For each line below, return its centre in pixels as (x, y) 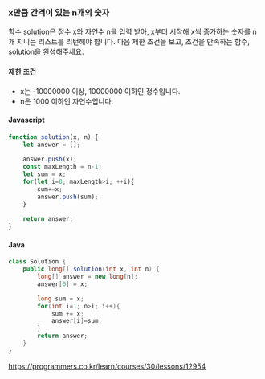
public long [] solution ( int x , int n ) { (91, 269)
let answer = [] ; (52, 145)
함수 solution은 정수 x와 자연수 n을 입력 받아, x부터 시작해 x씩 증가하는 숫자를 (130, 32)
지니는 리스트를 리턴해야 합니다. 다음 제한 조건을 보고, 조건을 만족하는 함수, (133, 42)
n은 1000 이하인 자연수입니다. (67, 101)
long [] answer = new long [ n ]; (88, 277)
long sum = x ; (61, 299)
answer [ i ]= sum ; (77, 321)
